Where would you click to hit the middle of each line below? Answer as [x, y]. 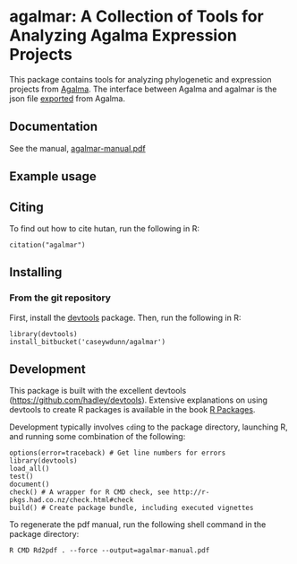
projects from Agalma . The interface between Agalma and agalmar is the [143, 89]
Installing [36, 272]
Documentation [54, 127]
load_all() [30, 469]
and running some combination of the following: [98, 437]
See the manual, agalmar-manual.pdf [77, 148]
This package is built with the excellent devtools [98, 391]
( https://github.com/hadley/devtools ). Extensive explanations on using [139, 400]
